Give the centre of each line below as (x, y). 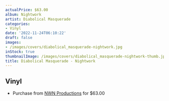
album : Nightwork (23, 14)
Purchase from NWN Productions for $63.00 (59, 93)
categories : (18, 24)
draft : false (19, 38)
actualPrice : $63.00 (27, 10)
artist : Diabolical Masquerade (38, 19)
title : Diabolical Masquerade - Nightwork (50, 61)
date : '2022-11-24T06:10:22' (36, 33)
